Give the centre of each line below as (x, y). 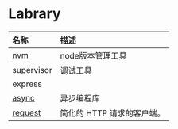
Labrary (35, 14)
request (27, 112)
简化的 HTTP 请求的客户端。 (112, 113)
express (27, 84)
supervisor (33, 70)
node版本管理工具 (93, 55)
